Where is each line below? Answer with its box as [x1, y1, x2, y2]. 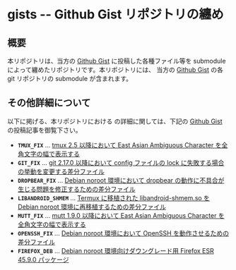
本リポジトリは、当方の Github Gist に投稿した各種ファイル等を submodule [7, 57, 226, 65]
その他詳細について [7, 97, 91, 109]
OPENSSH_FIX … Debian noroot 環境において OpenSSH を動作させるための [17, 228, 230, 237]
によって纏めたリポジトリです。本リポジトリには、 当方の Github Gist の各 [7, 66, 224, 74]
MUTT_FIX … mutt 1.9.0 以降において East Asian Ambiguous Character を [17, 211, 225, 219]
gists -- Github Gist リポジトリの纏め [7, 6, 224, 23]
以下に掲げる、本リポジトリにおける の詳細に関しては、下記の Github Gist [7, 117, 223, 125]
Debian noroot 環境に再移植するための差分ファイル [17, 202, 167, 211]
